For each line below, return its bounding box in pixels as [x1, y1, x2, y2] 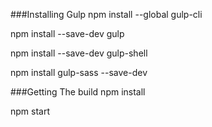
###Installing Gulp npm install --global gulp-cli [10, 9, 203, 20]
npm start [10, 105, 51, 117]
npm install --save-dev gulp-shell [10, 47, 148, 59]
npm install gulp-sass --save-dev [10, 67, 148, 78]
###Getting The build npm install [10, 86, 146, 98]
